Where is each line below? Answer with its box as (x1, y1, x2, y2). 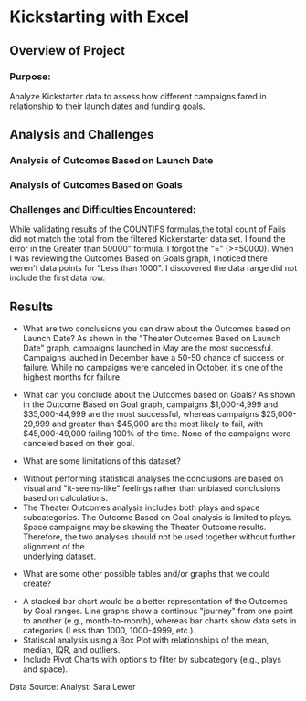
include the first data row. (9, 272, 106, 284)
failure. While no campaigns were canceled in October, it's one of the (22, 362, 283, 373)
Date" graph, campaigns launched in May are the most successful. (22, 342, 274, 353)
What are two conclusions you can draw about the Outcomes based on (22, 323, 290, 334)
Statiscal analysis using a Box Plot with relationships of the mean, (22, 634, 269, 645)
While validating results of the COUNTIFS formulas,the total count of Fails (9, 224, 286, 235)
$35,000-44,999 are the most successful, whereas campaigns (22, 409, 259, 420)
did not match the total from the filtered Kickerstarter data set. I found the (9, 234, 286, 245)
